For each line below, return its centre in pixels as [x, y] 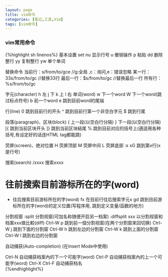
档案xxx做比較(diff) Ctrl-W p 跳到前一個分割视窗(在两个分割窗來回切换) [78, 223]
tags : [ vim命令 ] [21, 24]
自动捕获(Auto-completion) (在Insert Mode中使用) [57, 246]
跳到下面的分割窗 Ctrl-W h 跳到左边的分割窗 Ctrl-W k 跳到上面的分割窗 [86, 229]
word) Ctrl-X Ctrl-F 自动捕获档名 [49, 263]
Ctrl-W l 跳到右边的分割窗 [31, 236]
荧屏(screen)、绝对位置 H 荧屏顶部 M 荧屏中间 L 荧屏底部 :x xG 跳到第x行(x [83, 145]
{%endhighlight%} [24, 269]
